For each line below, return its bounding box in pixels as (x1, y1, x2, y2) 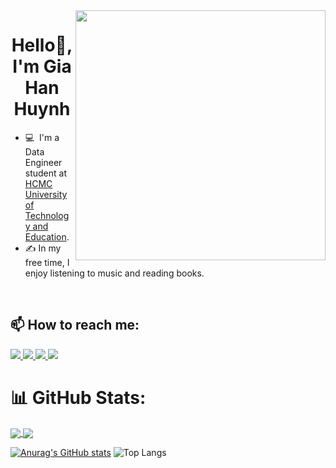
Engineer (24, 156, 63, 168)
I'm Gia (12, 55, 72, 78)
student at (24, 167, 68, 179)
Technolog (24, 209, 70, 221)
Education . (24, 230, 70, 243)
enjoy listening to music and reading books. (24, 267, 205, 279)
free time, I (24, 256, 70, 268)
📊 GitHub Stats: (10, 386, 147, 409)
